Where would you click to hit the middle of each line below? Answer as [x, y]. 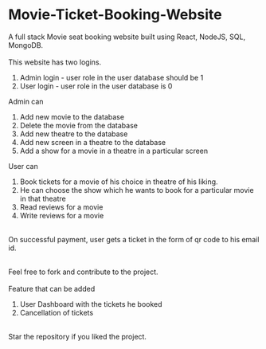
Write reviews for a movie [62, 215]
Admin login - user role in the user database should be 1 [111, 77]
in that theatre [43, 198]
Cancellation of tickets [57, 312]
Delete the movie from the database [78, 125]
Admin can [26, 101]
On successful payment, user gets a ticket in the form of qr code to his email [134, 239]
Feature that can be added [52, 288]
